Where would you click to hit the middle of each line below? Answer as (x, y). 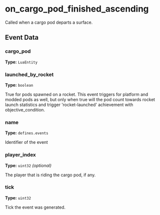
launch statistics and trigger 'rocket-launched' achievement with (69, 105)
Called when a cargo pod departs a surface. (49, 22)
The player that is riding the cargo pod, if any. (50, 175)
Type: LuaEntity (21, 62)
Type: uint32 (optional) (28, 165)
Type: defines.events (27, 133)
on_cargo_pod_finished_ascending (77, 9)
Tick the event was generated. (35, 207)
